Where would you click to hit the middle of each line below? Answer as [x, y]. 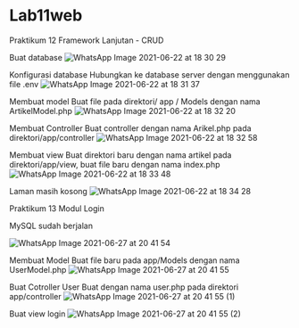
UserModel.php [38, 269]
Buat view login [37, 314]
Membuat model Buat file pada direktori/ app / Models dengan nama [135, 101]
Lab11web [46, 16]
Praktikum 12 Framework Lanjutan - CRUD [87, 40]
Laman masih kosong [48, 191]
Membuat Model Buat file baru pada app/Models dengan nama [125, 260]
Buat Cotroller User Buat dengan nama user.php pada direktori [124, 287]
